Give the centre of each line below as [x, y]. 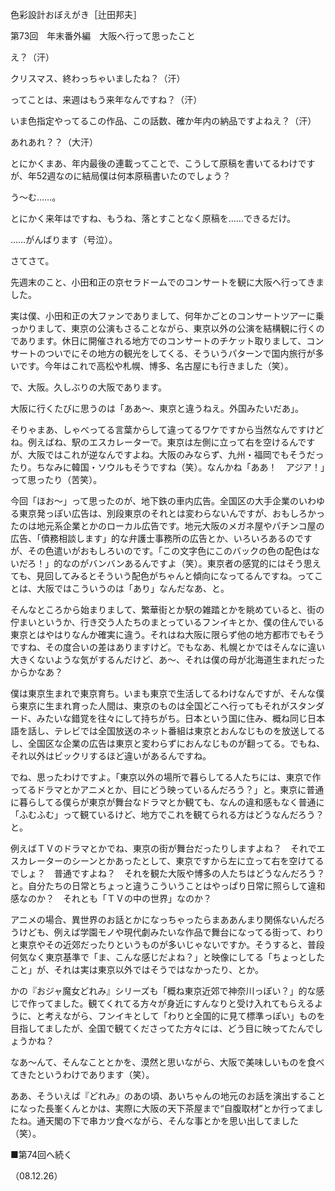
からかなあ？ [36, 672]
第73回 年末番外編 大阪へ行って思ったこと [103, 36]
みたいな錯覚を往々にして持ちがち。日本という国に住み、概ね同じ [172, 718]
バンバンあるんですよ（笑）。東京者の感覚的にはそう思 [200, 563]
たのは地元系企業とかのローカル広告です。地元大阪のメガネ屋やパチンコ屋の [167, 526]
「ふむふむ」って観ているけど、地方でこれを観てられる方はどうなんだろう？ [167, 814]
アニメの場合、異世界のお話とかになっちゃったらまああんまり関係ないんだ [163, 919]
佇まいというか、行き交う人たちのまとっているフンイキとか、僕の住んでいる [167, 622]
